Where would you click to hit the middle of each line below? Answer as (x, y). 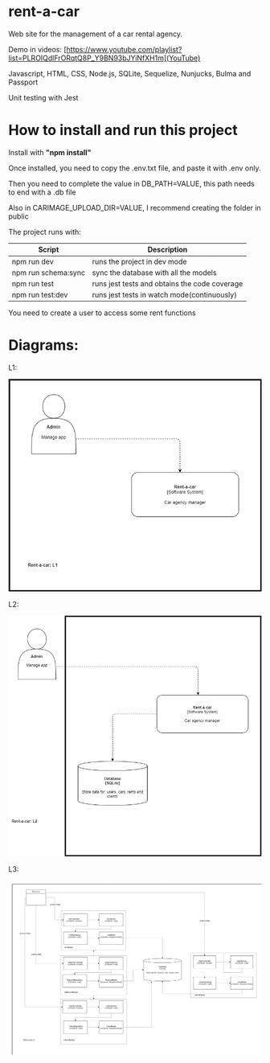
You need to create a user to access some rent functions (102, 313)
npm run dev (33, 261)
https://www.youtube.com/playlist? (124, 49)
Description (168, 250)
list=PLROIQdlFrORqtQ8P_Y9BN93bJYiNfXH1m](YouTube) (104, 58)
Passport (23, 82)
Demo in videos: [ (37, 49)
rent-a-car (44, 12)
